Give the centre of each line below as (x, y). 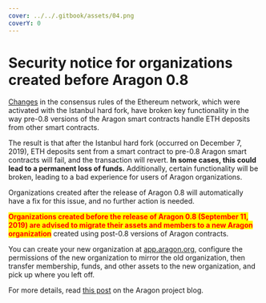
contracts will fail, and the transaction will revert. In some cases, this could (132, 160)
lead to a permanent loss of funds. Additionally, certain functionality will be (133, 168)
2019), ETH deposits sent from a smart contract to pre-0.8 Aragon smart (127, 151)
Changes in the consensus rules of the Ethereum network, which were (124, 102)
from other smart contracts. (54, 127)
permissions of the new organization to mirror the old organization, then (127, 258)
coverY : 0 (25, 23)
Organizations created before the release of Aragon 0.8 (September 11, (128, 216)
